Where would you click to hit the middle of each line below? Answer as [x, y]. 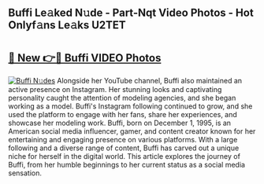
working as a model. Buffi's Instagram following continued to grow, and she [130, 106]
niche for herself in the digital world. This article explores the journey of [124, 156]
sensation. [25, 173]
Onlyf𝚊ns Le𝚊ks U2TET [67, 26]
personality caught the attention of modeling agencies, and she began [122, 98]
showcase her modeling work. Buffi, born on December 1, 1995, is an [119, 123]
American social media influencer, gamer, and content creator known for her [132, 131]
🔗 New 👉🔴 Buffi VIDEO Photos [85, 58]
